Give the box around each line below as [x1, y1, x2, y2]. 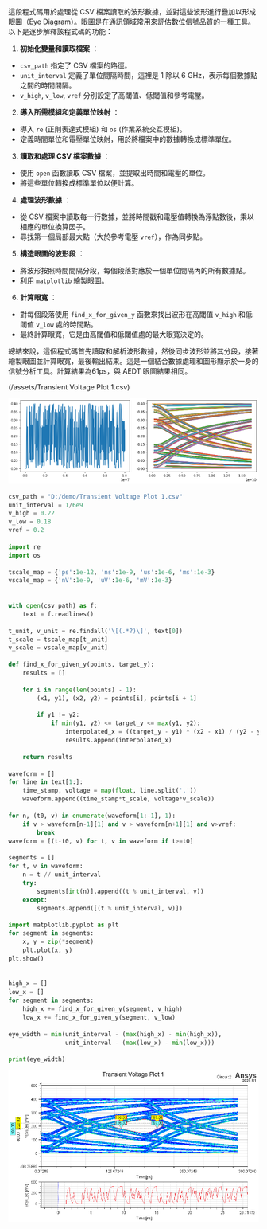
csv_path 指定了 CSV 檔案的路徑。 [19, 61, 132, 70]
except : [22, 895, 48, 904]
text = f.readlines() [22, 610, 94, 618]
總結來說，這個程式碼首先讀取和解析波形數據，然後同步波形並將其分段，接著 [8, 346, 259, 356]
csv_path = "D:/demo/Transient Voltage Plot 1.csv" [8, 492, 183, 500]
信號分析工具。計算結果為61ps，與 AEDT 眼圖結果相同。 [8, 366, 192, 376]
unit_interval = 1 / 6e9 [8, 501, 83, 509]
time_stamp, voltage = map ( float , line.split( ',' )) [22, 787, 197, 795]
